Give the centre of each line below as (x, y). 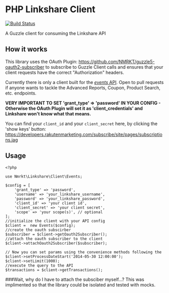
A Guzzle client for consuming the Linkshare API (56, 33)
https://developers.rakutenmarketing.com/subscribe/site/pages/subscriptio (84, 134)
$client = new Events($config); (40, 225)
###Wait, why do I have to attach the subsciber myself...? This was (75, 279)
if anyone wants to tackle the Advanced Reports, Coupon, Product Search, (83, 87)
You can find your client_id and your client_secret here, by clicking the (81, 124)
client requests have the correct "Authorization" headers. (65, 72)
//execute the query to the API (39, 266)
